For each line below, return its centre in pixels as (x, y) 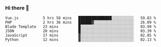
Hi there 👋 (17, 8)
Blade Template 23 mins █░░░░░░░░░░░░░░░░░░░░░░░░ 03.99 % (80, 27)
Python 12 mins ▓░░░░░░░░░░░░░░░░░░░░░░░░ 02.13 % (80, 40)
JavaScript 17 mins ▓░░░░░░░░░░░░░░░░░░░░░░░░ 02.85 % (80, 36)
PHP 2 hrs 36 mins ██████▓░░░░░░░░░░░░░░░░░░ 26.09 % (80, 23)
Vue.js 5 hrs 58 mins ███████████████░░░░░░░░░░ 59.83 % (80, 18)
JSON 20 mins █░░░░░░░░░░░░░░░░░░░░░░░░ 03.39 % (80, 31)
